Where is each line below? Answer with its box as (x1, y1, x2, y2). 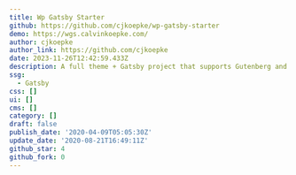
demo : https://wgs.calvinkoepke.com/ (9, 29, 149, 38)
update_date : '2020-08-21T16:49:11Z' (9, 136, 149, 145)
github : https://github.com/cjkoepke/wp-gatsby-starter (9, 21, 220, 30)
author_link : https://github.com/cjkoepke (9, 46, 168, 55)
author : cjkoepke (9, 37, 74, 47)
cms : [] (9, 103, 38, 112)
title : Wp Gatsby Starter (9, 12, 105, 22)
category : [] (9, 111, 58, 120)
